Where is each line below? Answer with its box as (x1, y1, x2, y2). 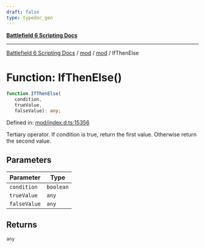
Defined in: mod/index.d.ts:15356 (6, 119, 90, 126)
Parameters (6, 155, 52, 165)
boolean (46, 183, 69, 190)
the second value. (6, 137, 52, 145)
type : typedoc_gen (6, 15, 53, 21)
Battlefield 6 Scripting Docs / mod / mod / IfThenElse (6, 49, 139, 56)
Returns (6, 220, 38, 230)
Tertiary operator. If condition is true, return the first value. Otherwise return (6, 130, 197, 138)
